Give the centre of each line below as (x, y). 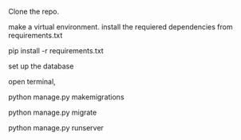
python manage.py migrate (53, 112)
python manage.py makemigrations (67, 97)
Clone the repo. (34, 12)
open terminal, (32, 82)
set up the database (41, 66)
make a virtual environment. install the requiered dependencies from (120, 27)
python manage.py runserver (56, 128)
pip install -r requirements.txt (56, 51)
